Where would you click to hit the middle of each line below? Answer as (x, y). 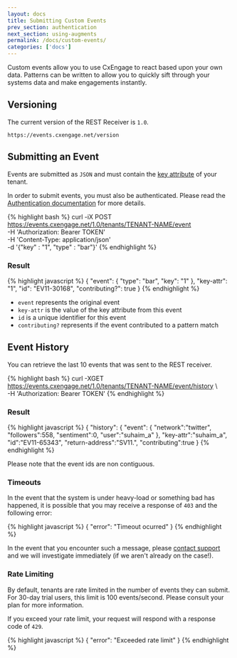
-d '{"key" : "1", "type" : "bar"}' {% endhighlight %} (82, 247)
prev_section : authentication (52, 27)
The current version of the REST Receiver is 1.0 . (78, 122)
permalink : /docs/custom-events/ (57, 41)
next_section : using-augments (52, 34)
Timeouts (24, 482)
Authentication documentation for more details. (77, 203)
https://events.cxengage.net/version (63, 135)
